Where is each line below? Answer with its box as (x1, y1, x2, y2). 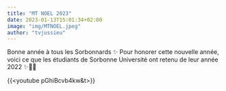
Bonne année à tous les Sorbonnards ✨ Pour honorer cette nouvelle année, (7, 48, 219, 56)
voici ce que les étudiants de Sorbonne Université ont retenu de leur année (7, 55, 219, 64)
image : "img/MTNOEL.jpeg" (7, 23, 81, 29)
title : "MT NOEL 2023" (7, 10, 72, 17)
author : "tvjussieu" (7, 29, 66, 36)
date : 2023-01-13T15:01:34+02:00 (7, 16, 103, 23)
